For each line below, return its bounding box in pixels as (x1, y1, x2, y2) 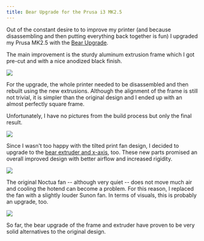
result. (6, 118, 23, 126)
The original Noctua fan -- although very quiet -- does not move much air (6, 178, 192, 186)
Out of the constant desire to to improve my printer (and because (6, 26, 171, 33)
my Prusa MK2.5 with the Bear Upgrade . (6, 39, 109, 46)
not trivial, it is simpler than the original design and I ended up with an (6, 93, 182, 101)
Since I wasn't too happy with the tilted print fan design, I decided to (6, 142, 179, 149)
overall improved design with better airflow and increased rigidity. (6, 155, 173, 163)
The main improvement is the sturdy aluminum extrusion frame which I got (6, 50, 195, 58)
